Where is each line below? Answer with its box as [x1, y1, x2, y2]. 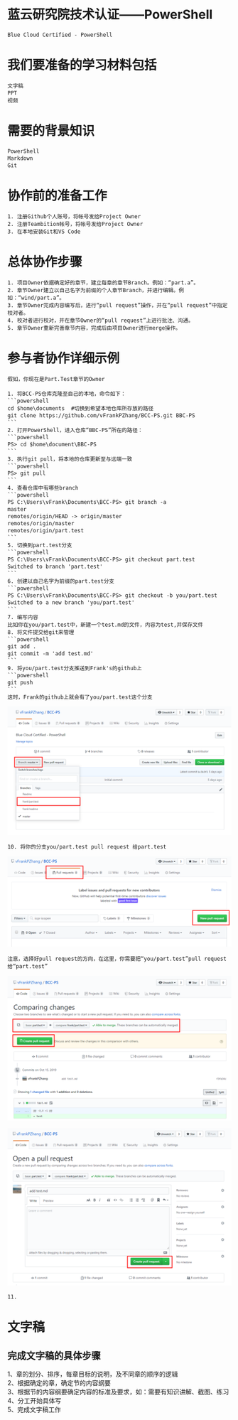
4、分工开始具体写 [7, 1397, 62, 1405]
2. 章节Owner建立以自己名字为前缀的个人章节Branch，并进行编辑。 [7, 286, 179, 294]
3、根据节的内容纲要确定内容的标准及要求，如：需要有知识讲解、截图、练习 [7, 1387, 229, 1397]
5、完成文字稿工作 [7, 1405, 62, 1414]
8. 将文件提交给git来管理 [7, 628, 75, 636]
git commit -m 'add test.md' [7, 650, 94, 657]
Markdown [7, 154, 33, 162]
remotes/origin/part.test [7, 527, 84, 534]
